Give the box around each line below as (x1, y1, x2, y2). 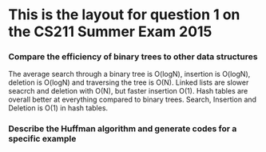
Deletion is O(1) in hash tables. (8, 103, 109, 113)
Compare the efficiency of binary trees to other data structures (8, 51, 258, 62)
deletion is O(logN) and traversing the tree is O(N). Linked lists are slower (8, 78, 249, 87)
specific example (8, 134, 77, 145)
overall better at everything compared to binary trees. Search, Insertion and (8, 94, 257, 105)
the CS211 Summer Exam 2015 (8, 22, 212, 41)
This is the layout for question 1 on (8, 6, 240, 24)
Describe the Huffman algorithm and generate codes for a (8, 123, 237, 134)
